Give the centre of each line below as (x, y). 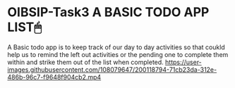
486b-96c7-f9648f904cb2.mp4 (54, 77)
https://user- (183, 62)
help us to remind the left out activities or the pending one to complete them (118, 54)
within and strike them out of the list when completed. (85, 62)
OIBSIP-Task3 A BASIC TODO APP (108, 12)
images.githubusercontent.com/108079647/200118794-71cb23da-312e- (112, 69)
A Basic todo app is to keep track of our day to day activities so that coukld (116, 47)
